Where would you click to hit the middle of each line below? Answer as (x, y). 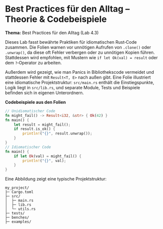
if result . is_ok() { (35, 129)
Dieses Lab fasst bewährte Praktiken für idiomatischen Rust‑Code (71, 42)
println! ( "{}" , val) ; (45, 161)
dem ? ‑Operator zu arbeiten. (34, 63)
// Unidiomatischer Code (30, 111)
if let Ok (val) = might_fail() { (48, 156)
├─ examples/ (18, 222)
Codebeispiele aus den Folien (36, 102)
